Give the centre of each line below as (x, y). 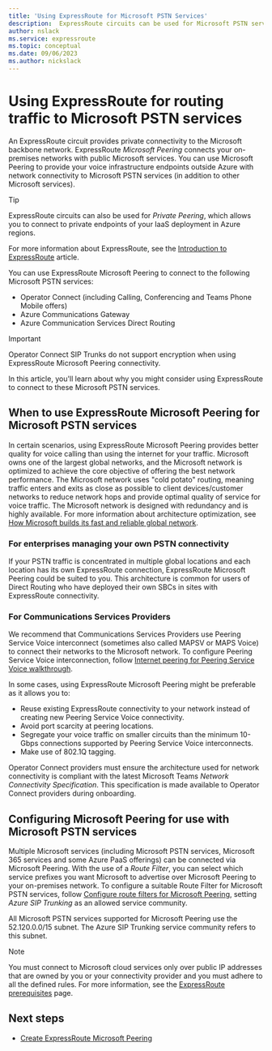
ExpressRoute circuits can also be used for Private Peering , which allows (130, 215)
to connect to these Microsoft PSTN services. (84, 387)
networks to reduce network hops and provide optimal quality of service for (134, 496)
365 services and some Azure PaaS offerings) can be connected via (122, 860)
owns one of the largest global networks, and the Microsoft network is (125, 462)
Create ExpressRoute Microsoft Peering (86, 1038)
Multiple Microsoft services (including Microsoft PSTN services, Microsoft (132, 852)
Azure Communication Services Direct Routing (98, 323)
